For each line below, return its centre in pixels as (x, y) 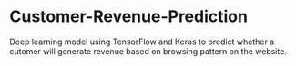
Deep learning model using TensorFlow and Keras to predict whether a (142, 42)
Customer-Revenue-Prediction (129, 17)
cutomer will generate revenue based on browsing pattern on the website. (148, 51)
